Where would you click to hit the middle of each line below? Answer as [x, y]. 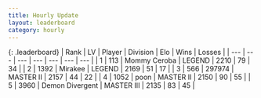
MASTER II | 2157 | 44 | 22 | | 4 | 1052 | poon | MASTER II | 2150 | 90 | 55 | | [129, 77]
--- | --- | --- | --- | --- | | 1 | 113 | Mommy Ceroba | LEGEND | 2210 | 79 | [134, 60]
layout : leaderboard [42, 23]
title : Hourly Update [43, 15]
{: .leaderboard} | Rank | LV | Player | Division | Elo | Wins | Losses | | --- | [127, 53]
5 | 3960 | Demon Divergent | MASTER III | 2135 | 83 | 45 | [101, 85]
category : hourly [36, 30]
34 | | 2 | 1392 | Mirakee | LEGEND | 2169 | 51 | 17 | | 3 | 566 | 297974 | [121, 69]
